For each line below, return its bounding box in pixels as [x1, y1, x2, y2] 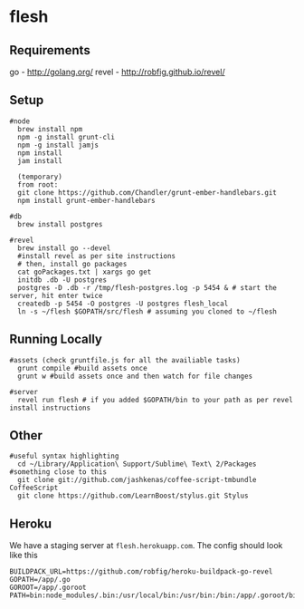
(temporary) [17, 172, 63, 181]
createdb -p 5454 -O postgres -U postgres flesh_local [17, 299, 229, 308]
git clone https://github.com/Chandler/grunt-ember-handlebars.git [17, 188, 278, 197]
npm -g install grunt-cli [17, 132, 116, 141]
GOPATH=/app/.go [9, 575, 71, 585]
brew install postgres [17, 219, 103, 228]
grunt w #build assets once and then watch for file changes [17, 372, 253, 381]
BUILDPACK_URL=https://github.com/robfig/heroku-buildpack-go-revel [9, 567, 273, 576]
